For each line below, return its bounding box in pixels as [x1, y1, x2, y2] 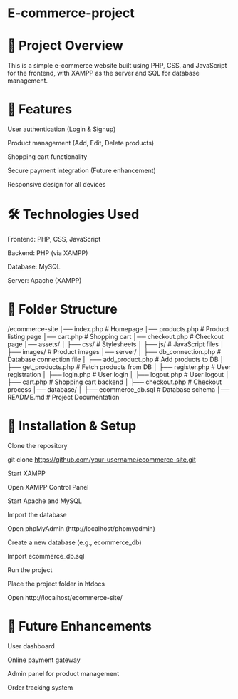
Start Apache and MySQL [7, 497, 82, 505]
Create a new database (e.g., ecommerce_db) [7, 538, 142, 547]
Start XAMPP [7, 469, 46, 477]
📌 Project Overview [7, 38, 123, 54]
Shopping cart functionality [7, 152, 88, 161]
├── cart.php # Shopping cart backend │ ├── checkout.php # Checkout [7, 378, 222, 386]
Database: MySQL [7, 262, 61, 271]
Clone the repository [7, 441, 68, 450]
